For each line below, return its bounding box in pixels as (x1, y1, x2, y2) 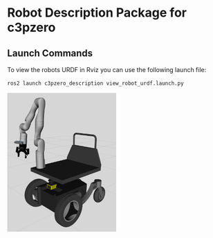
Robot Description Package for (7, 5, 187, 21)
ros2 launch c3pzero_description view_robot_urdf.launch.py (7, 80, 185, 87)
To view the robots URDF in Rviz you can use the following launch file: (7, 66, 207, 74)
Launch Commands (7, 47, 93, 59)
